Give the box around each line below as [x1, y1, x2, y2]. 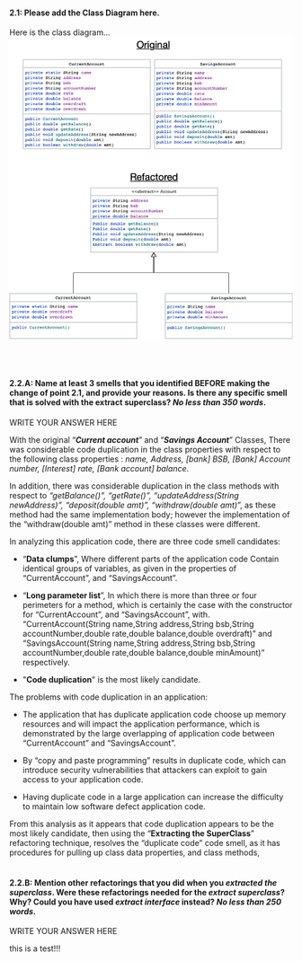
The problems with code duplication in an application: [9, 692, 209, 702]
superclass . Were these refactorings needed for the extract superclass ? [9, 886, 286, 897]
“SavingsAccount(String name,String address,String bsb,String [22, 638, 256, 648]
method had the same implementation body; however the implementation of [9, 509, 290, 520]
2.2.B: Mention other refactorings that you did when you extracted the [9, 877, 278, 888]
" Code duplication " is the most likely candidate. [22, 674, 201, 684]
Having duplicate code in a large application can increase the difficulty [22, 791, 284, 802]
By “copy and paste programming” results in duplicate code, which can [22, 755, 286, 765]
